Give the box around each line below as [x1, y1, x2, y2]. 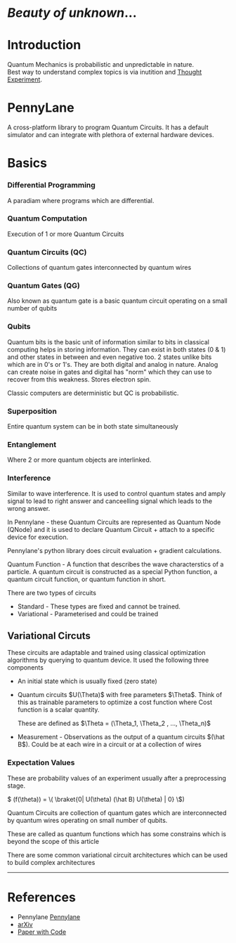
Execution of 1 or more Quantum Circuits [7, 230, 124, 238]
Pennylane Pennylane [17, 912, 81, 921]
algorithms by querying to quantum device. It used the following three [7, 656, 209, 665]
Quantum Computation [7, 214, 88, 223]
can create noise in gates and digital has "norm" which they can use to [7, 368, 212, 376]
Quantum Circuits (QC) [7, 247, 87, 257]
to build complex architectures [7, 858, 96, 866]
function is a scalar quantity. [17, 705, 100, 714]
